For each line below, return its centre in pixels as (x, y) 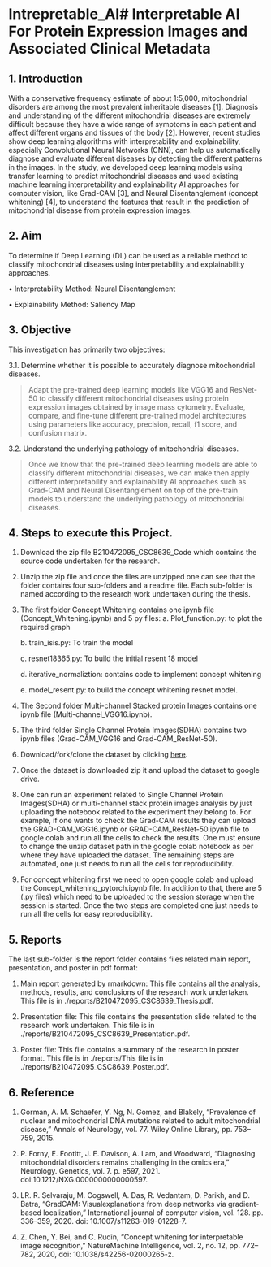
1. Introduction (45, 78)
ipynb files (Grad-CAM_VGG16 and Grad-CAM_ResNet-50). (118, 739)
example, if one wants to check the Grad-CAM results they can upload (138, 821)
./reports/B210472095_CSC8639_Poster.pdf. (95, 1067)
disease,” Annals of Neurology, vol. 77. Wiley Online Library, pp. (126, 1130)
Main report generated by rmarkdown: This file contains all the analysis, (140, 983)
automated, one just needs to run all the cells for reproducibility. (127, 864)
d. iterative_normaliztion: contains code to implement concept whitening (141, 675)
